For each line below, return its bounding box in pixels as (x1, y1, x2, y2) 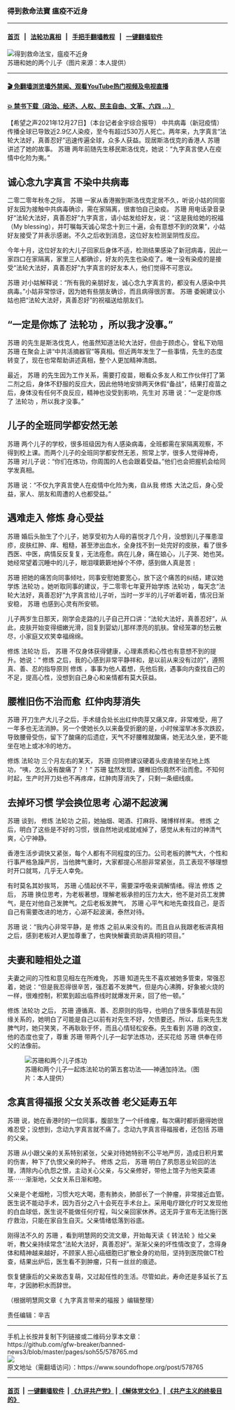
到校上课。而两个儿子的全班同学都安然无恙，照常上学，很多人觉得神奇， (13, 448, 222, 456)
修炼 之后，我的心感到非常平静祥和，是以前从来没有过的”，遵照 (42, 656, 225, 664)
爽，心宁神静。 (7, 834, 50, 843)
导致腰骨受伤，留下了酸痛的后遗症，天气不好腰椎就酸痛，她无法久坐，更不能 (7, 733, 228, 741)
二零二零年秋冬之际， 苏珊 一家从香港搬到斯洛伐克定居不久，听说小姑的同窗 (7, 196, 225, 205)
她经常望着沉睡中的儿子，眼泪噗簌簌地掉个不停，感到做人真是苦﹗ (7, 558, 197, 567)
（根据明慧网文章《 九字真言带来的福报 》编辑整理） (7, 1296, 158, 1304)
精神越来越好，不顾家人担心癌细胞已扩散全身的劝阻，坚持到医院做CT (19, 1248, 218, 1256)
